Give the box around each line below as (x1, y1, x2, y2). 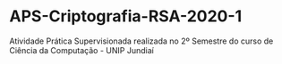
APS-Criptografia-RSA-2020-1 (9, 6, 243, 27)
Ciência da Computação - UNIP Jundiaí (9, 44, 154, 55)
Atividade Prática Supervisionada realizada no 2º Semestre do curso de (9, 36, 274, 46)
